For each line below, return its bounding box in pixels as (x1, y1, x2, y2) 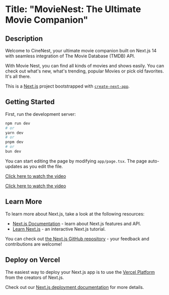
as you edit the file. (23, 163, 63, 169)
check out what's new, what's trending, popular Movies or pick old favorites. (5, 68, 164, 74)
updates (5, 163, 23, 169)
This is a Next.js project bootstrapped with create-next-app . (5, 83, 130, 89)
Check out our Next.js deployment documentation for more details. (5, 284, 144, 290)
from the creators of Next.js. (5, 274, 64, 280)
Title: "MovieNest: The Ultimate (5, 4, 141, 15)
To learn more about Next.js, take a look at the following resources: (5, 210, 145, 217)
